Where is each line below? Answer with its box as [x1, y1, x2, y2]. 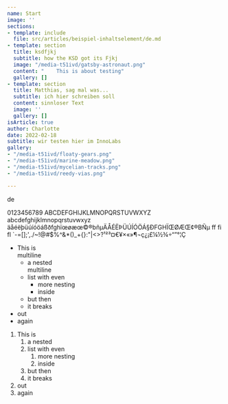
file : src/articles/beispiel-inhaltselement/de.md [13, 36, 161, 43]
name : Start [7, 10, 41, 17]
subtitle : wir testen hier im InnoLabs [7, 138, 122, 145]
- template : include [7, 29, 67, 36]
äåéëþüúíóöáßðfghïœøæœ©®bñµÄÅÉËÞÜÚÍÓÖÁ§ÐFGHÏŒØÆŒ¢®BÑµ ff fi [7, 223, 222, 231]
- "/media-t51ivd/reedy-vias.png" [7, 170, 106, 177]
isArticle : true [7, 118, 54, 126]
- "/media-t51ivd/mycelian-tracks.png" [7, 163, 122, 171]
